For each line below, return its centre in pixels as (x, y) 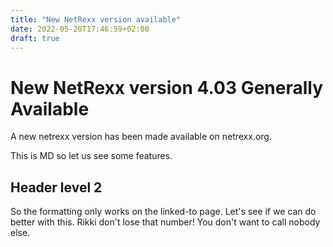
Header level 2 (56, 187)
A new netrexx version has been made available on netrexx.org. (141, 137)
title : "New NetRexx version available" (96, 19)
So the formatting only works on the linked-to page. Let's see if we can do (163, 212)
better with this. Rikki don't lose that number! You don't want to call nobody (165, 222)
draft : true (35, 38)
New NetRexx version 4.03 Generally (167, 87)
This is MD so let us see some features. (91, 156)
